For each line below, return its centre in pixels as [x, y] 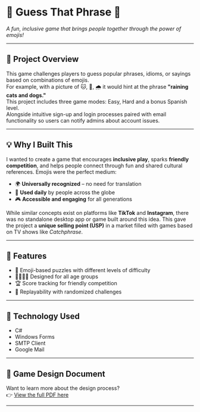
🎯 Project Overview [43, 59]
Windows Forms [35, 337]
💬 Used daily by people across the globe [65, 192]
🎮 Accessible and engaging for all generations [74, 199]
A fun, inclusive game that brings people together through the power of [94, 29]
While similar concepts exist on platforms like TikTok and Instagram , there [98, 213]
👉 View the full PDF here [37, 395]
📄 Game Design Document [56, 374]
